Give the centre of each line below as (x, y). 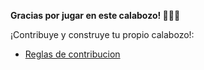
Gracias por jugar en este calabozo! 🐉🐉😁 (95, 15)
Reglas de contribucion (72, 54)
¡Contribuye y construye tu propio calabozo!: (102, 34)
